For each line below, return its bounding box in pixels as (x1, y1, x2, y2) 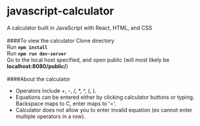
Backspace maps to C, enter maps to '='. (15, 99, 117, 107)
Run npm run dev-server (7, 49, 67, 57)
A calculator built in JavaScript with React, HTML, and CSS (7, 24, 153, 31)
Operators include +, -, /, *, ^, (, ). (15, 87, 97, 94)
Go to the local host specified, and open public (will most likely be (7, 56, 170, 63)
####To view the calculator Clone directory (7, 37, 115, 44)
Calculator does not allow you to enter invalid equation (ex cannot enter (15, 106, 193, 113)
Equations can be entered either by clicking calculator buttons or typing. (15, 93, 195, 101)
